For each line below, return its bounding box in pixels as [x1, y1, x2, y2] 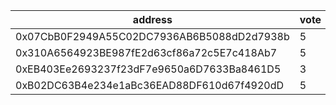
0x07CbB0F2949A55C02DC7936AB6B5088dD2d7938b [15, 30, 290, 43]
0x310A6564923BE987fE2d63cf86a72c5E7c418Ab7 [15, 46, 278, 59]
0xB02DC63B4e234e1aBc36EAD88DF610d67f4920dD [15, 79, 285, 92]
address [132, 13, 173, 26]
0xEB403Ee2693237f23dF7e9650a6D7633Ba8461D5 [15, 62, 282, 76]
